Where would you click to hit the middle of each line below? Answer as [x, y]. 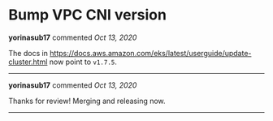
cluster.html [28, 62]
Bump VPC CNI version [87, 15]
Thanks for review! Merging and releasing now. [87, 101]
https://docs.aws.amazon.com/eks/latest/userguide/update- [151, 53]
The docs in [28, 53]
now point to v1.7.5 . [83, 62]
